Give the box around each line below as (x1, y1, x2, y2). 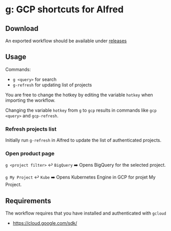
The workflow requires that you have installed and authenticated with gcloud (5, 210, 166, 217)
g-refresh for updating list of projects (12, 81, 92, 88)
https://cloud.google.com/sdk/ (12, 220, 77, 226)
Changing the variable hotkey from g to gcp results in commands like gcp (5, 107, 157, 113)
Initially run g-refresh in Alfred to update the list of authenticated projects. (5, 137, 162, 144)
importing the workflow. (5, 97, 55, 103)
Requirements (5, 197, 51, 205)
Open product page (5, 150, 55, 157)
